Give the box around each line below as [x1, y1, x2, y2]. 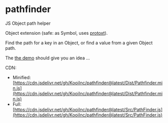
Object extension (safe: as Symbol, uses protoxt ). [5, 30, 108, 36]
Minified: [12, 74, 31, 80]
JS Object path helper [5, 20, 51, 26]
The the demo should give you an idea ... [5, 54, 90, 61]
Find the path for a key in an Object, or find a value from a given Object [5, 39, 153, 46]
